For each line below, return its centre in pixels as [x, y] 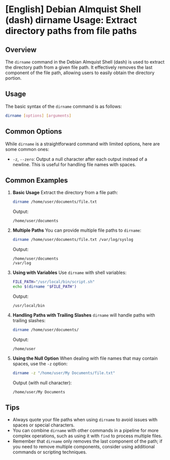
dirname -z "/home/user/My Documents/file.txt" [64, 373]
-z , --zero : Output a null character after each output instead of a [80, 159]
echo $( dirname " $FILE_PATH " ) [45, 286]
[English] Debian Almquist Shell [73, 9]
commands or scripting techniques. [50, 452]
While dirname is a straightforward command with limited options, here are [82, 144]
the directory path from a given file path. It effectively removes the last [79, 67]
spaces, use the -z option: [40, 363]
